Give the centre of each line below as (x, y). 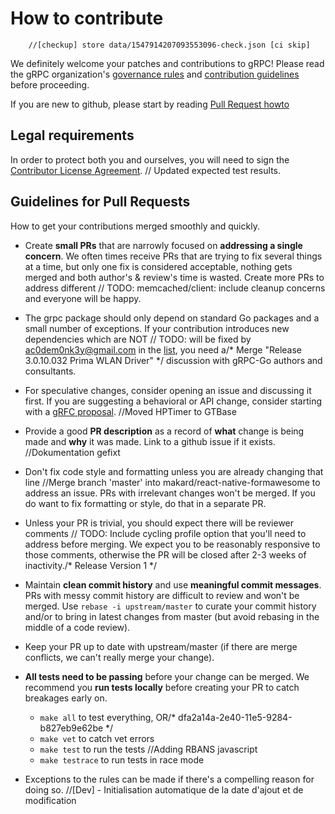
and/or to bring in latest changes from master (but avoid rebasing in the (172, 616)
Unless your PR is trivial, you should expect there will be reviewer (159, 523)
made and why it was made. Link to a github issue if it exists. (150, 441)
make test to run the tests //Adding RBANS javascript (148, 749)
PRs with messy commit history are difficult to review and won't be (162, 595)
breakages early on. (66, 698)
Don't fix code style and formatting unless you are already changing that (174, 471)
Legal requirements (72, 135)
